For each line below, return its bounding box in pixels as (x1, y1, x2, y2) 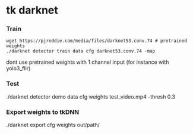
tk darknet (6, 4, 58, 17)
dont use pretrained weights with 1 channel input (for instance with (6, 58, 169, 66)
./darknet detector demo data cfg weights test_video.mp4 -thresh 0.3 (6, 93, 175, 100)
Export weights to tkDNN (6, 107, 79, 116)
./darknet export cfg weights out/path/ (6, 122, 100, 129)
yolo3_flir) (6, 65, 31, 72)
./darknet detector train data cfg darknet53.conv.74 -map (6, 48, 156, 54)
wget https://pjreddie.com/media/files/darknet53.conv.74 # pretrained (6, 38, 187, 44)
